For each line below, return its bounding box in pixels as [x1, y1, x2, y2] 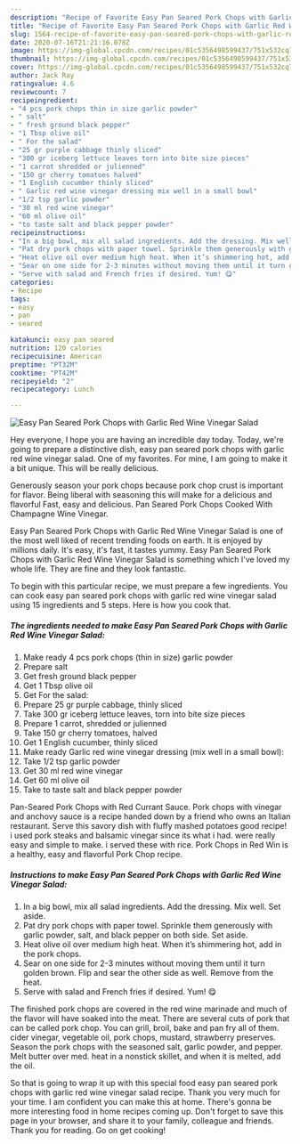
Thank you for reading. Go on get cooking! [10, 1125, 166, 1136]
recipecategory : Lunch [10, 385, 94, 394]
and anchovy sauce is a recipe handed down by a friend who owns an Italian [10, 811, 291, 822]
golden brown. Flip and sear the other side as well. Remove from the [22, 968, 274, 978]
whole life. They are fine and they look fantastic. [10, 564, 187, 574]
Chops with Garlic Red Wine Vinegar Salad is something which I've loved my [10, 554, 290, 565]
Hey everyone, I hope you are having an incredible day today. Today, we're [10, 434, 284, 445]
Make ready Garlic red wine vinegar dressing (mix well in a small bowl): [22, 747, 284, 758]
